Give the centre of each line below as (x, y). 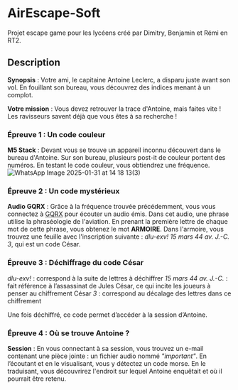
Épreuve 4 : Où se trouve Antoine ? (69, 333)
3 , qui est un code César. (44, 244)
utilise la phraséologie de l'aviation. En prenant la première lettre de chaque (118, 222)
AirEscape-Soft (54, 13)
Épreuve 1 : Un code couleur (56, 134)
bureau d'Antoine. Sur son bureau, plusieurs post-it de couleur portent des (117, 158)
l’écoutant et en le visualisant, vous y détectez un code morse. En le (107, 363)
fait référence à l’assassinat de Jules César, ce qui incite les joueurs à (109, 286)
